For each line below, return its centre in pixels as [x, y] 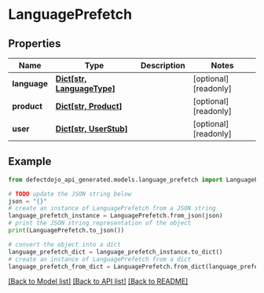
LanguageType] [85, 88]
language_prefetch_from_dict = [59, 266]
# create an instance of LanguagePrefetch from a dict [100, 259]
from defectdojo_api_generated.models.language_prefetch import [115, 179]
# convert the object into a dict [65, 244]
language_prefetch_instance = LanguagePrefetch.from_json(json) [115, 216]
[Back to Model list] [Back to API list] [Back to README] [98, 281]
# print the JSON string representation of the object [100, 223]
